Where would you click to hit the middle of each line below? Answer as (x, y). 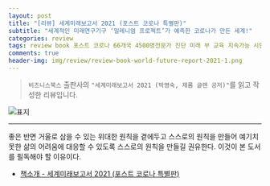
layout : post (30, 16)
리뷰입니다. (60, 94)
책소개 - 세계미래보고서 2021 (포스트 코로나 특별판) (100, 173)
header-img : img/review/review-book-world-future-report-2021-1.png (125, 61)
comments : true (34, 53)
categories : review (41, 38)
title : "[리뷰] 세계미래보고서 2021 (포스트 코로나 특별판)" (98, 23)
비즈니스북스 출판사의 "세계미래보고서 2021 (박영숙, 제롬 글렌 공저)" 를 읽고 (139, 85)
